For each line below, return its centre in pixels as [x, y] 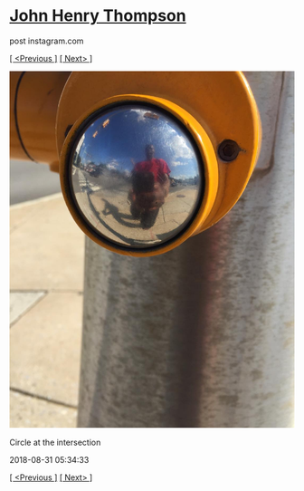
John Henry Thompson [98, 16]
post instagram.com [47, 41]
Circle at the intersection [55, 443]
